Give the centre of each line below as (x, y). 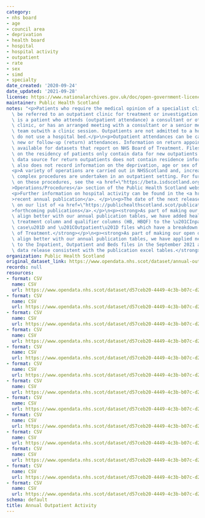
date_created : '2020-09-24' (42, 86)
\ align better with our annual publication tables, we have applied (102, 239)
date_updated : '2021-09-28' (42, 92)
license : (17, 97)
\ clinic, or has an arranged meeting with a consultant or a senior (102, 126)
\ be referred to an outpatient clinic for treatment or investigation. (106, 114)
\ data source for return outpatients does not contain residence (98, 159)
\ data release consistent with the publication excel (83, 250)
